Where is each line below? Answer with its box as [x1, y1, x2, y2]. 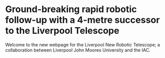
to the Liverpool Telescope [5, 25, 120, 36]
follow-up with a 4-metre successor [5, 14, 160, 26]
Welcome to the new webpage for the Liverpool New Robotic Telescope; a [5, 41, 160, 47]
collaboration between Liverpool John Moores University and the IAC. [5, 47, 151, 53]
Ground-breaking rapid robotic [5, 4, 137, 15]
